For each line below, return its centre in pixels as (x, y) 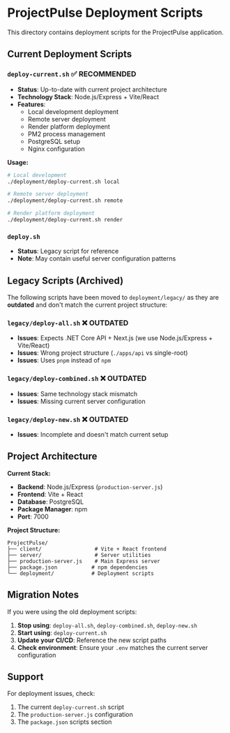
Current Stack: (29, 473)
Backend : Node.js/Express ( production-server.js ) (90, 486)
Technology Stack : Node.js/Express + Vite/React (88, 96)
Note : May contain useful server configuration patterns (97, 259)
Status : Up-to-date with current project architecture (92, 89)
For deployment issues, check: (51, 694)
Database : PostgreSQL (51, 502)
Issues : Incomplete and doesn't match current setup (93, 434)
